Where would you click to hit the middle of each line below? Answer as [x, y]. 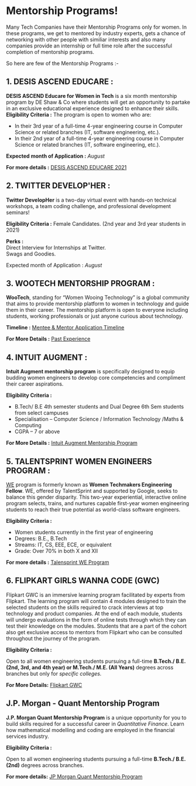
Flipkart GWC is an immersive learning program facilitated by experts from [96, 595]
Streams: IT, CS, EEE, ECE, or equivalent [63, 545]
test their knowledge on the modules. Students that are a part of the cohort [97, 626]
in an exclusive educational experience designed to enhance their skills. [93, 108]
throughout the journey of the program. [53, 638]
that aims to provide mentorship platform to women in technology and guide [97, 304]
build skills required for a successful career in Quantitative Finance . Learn [95, 724]
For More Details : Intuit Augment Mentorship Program [72, 443]
